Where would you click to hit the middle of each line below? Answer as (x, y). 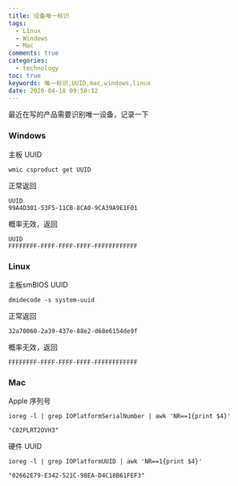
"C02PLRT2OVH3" (34, 430)
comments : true (34, 53)
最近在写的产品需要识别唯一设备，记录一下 (79, 114)
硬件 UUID (25, 447)
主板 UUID (25, 154)
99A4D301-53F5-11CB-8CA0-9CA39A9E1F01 (73, 208)
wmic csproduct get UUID (50, 170)
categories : (28, 61)
